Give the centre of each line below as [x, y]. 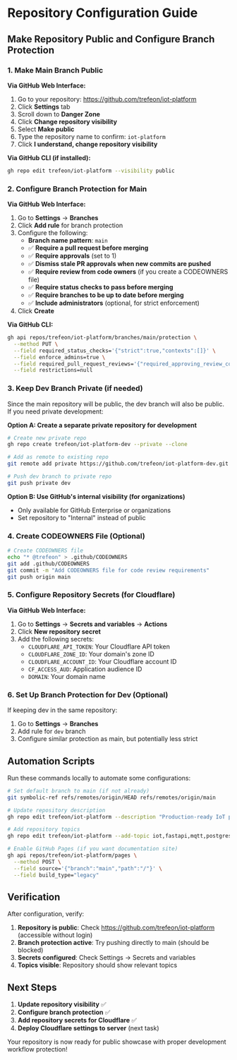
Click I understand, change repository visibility [87, 144]
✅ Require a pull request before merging [88, 248]
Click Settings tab [44, 107]
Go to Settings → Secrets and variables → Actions [92, 624]
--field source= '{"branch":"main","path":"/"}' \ [88, 868]
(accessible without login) [55, 935]
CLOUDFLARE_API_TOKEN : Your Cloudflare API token [99, 646]
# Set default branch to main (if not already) [79, 791]
